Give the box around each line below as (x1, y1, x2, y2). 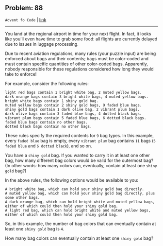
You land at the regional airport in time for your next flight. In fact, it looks (5, 31, 151, 36)
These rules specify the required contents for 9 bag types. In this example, (5, 132, 154, 138)
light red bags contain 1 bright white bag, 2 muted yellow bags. (5, 90, 142, 95)
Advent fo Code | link (5, 17, 47, 22)
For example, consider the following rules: (5, 80, 89, 87)
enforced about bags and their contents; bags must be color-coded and (5, 55, 149, 61)
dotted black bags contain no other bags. (5, 124, 92, 129)
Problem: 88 (5, 4, 43, 12)
